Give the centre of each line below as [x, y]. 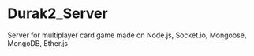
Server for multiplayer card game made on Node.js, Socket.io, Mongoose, [127, 35]
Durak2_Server [58, 14]
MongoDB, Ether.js [38, 43]
